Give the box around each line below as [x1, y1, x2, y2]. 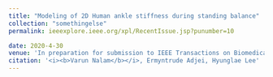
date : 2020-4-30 [8, 41, 63, 49]
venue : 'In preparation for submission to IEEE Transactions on [8, 49, 231, 58]
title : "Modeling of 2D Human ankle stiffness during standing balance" [8, 11, 260, 20]
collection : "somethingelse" [8, 19, 107, 28]
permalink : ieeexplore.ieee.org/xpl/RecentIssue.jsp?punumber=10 [8, 27, 234, 35]
